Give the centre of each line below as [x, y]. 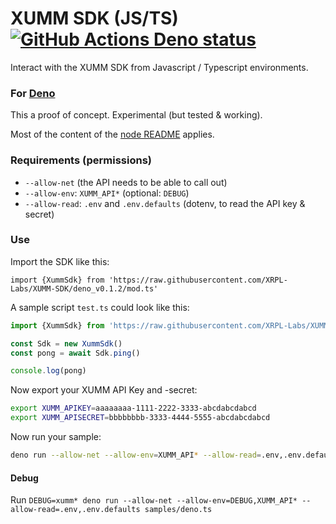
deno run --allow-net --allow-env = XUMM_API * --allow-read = [136, 455]
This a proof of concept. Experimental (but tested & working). [136, 115]
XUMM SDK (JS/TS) [94, 18]
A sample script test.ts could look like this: [100, 307]
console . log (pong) [48, 371]
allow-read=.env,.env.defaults [75, 510]
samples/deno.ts [178, 510]
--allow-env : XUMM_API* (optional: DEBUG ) [107, 193]
